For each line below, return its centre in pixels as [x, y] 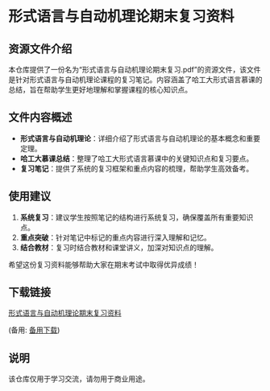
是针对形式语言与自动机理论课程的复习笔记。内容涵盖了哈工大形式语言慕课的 [135, 80]
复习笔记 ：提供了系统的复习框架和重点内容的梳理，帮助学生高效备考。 [137, 168]
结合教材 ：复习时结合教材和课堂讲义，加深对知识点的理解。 [119, 247]
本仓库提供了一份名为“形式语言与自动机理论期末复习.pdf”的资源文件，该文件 [135, 70]
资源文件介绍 [40, 49]
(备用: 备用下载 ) [34, 330]
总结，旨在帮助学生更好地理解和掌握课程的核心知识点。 [100, 90]
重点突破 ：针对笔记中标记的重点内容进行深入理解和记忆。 [115, 237]
